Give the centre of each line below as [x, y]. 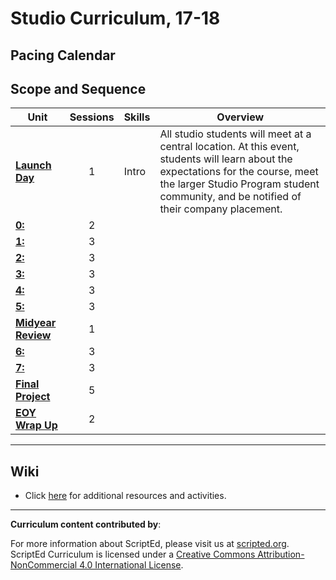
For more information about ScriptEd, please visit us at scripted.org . [150, 544]
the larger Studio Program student [239, 184]
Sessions [92, 117]
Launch [33, 165]
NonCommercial [44, 565]
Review [33, 335]
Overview [240, 117]
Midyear [36, 323]
